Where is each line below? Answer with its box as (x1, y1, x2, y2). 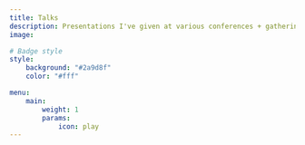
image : (9, 30, 34, 39)
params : (42, 113, 71, 122)
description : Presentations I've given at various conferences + (9, 22, 261, 31)
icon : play (57, 121, 100, 131)
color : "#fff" (25, 72, 79, 82)
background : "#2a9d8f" (25, 63, 112, 72)
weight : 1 (42, 105, 79, 114)
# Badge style (9, 46, 64, 55)
